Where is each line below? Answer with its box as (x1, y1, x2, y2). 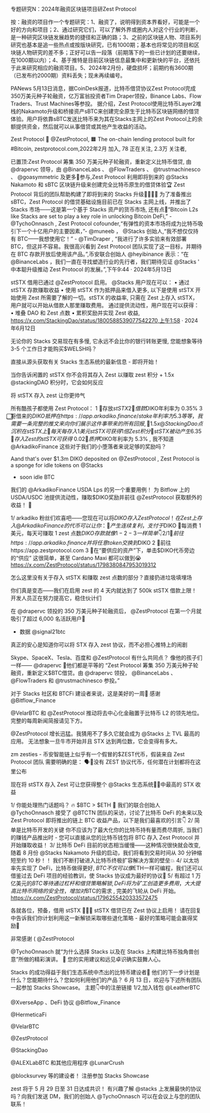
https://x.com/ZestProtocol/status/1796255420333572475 (10, 894, 158, 901)
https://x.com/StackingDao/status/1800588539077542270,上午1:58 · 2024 (10, 317, 198, 324)
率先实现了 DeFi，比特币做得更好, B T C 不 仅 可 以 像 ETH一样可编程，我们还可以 (10, 864, 203, 872)
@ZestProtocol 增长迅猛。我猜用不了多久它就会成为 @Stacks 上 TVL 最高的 (10, 730, 200, 737)
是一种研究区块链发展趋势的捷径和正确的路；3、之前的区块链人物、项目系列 (10, 34, 201, 41)
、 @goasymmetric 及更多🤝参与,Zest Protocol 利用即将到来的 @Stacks (10, 173, 189, 180)
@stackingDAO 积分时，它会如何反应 (10, 379, 104, 386)
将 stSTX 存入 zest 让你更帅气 (10, 392, 85, 399)
